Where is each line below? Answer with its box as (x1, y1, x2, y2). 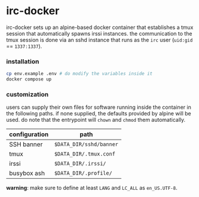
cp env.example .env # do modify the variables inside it (6, 71, 153, 77)
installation (6, 57, 40, 66)
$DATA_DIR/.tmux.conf (54, 151, 116, 157)
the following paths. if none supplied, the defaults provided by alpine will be (6, 110, 191, 117)
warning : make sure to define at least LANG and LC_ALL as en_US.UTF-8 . (6, 185, 178, 192)
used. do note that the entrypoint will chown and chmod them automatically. (6, 117, 186, 124)
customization (6, 90, 49, 98)
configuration (9, 130, 49, 138)
